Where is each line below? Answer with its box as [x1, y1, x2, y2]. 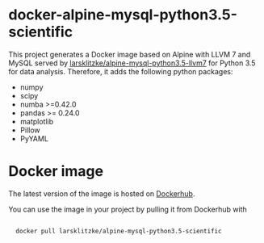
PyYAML [19, 133, 48, 143]
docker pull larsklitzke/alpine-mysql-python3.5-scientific [15, 227, 222, 235]
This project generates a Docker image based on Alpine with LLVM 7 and [8, 49, 251, 59]
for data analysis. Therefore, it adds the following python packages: [8, 66, 233, 76]
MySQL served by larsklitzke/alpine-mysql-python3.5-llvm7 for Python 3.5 [8, 58, 256, 68]
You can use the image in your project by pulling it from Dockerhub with [8, 204, 248, 214]
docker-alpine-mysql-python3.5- [8, 6, 238, 24]
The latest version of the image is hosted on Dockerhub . [8, 188, 195, 199]
